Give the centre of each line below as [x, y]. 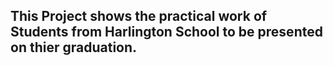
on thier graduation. [74, 47]
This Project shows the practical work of [139, 16]
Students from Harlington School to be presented [166, 32]
